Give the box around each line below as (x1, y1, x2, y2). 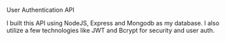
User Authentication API (6, 6, 75, 14)
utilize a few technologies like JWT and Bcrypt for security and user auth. (6, 27, 215, 34)
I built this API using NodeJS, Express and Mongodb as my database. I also (6, 19, 220, 27)
